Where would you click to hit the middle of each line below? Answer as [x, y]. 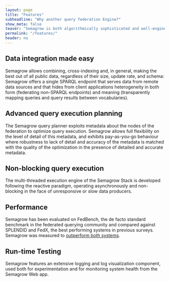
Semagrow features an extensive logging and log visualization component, [83, 263]
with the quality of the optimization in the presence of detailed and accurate [84, 147]
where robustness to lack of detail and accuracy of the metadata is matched [85, 142]
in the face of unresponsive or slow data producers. [78, 191]
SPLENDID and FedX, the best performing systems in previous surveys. [80, 230]
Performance [27, 207]
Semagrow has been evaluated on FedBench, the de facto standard [75, 219]
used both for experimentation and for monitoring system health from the [81, 269]
